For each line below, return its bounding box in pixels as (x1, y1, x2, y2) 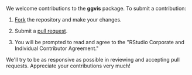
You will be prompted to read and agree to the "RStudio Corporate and (14, 39, 184, 45)
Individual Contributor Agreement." (14, 45, 99, 52)
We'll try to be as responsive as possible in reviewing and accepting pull (6, 56, 180, 63)
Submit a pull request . (14, 27, 68, 34)
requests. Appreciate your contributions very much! (6, 62, 131, 69)
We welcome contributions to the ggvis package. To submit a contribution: (6, 5, 186, 12)
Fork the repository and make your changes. (14, 16, 122, 23)
